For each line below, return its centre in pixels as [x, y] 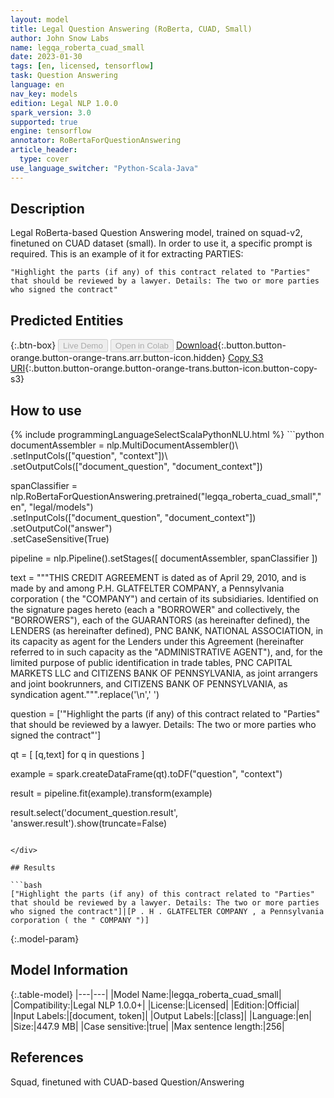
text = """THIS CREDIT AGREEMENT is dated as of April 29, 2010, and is [158, 578]
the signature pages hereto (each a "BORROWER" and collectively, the [155, 610]
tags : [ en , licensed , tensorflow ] [82, 66]
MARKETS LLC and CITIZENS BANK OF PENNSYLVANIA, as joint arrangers [164, 673]
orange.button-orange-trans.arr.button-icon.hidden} [118, 358]
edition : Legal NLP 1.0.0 [64, 103]
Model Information [69, 970]
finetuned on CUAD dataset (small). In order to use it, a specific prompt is [161, 243]
